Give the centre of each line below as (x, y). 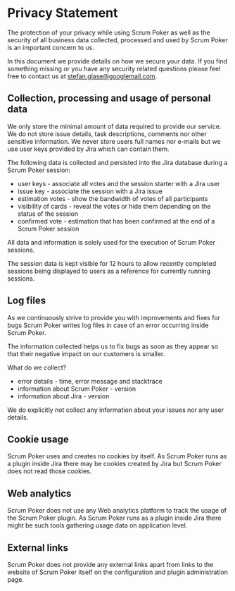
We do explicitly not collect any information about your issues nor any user (115, 410)
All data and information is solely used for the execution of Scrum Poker (112, 242)
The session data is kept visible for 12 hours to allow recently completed (112, 263)
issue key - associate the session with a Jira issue (90, 191)
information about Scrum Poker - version (77, 389)
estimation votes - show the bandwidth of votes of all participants (113, 198)
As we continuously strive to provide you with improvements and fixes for (114, 317)
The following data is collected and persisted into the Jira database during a (118, 162)
